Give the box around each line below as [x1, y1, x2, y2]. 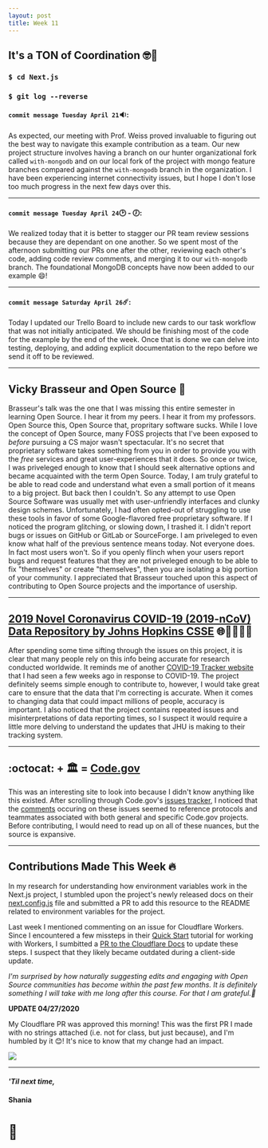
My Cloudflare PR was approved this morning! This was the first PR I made [8, 1019, 253, 1028]
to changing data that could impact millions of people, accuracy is [8, 696, 225, 706]
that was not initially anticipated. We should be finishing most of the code [8, 326, 250, 336]
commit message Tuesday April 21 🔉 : [8, 110, 129, 120]
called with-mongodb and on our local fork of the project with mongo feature [8, 156, 255, 166]
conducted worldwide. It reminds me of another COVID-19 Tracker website [8, 662, 254, 672]
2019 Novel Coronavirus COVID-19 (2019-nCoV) [8, 611, 251, 626]
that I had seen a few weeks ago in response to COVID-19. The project [8, 670, 239, 680]
